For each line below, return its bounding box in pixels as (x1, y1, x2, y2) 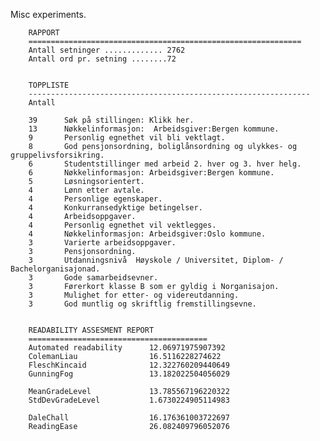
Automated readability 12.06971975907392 (28, 343, 226, 353)
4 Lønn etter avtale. (28, 185, 145, 195)
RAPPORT (28, 28, 60, 38)
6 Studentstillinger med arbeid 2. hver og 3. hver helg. (28, 159, 302, 169)
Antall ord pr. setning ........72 (28, 54, 177, 64)
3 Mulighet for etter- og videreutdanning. (28, 290, 240, 300)
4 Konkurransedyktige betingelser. (28, 203, 203, 213)
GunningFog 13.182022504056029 (28, 369, 230, 379)
